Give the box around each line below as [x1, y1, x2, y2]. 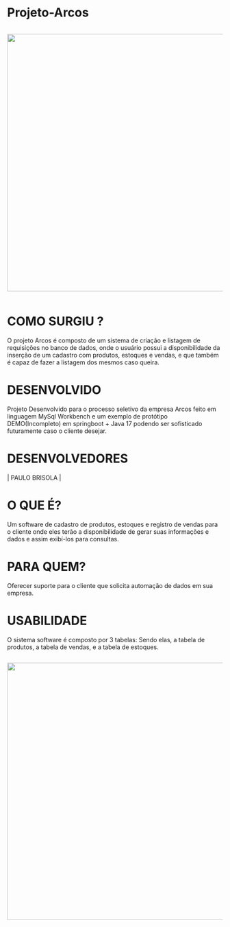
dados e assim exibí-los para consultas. [7, 535, 119, 543]
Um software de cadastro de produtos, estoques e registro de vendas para [7, 520, 218, 528]
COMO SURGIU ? [7, 314, 104, 329]
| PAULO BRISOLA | [7, 473, 62, 482]
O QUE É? [7, 497, 62, 513]
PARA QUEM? [7, 559, 86, 574]
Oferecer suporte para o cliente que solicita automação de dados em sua [7, 581, 214, 589]
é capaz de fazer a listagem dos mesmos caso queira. [7, 358, 159, 366]
